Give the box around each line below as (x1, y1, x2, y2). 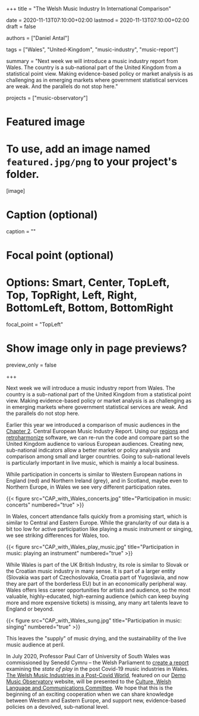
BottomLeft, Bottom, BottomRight (6, 301, 173, 315)
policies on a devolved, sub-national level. (6, 704, 109, 711)
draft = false (6, 23, 36, 30)
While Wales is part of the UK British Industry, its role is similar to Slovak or (6, 561, 189, 568)
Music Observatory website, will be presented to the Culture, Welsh (6, 678, 172, 685)
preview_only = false (6, 361, 57, 368)
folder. (6, 168, 40, 181)
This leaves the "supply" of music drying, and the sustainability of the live (6, 635, 187, 642)
